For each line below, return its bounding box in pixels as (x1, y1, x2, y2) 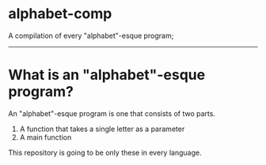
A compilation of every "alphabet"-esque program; (8, 31, 174, 40)
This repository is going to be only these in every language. (8, 148, 202, 157)
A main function (19, 132, 72, 142)
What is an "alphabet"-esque (8, 66, 206, 84)
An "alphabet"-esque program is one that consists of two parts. (8, 108, 216, 118)
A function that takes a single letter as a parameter (19, 124, 185, 133)
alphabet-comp (8, 5, 112, 23)
